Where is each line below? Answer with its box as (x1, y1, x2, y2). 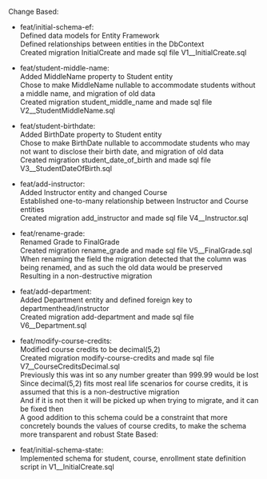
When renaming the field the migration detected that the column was (19, 254, 247, 263)
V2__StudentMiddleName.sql (19, 106, 116, 115)
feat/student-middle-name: (19, 63, 110, 73)
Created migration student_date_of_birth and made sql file (19, 155, 212, 165)
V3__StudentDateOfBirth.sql (19, 164, 113, 173)
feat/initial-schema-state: (19, 445, 104, 454)
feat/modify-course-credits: (19, 336, 112, 345)
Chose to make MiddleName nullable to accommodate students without (19, 80, 256, 90)
